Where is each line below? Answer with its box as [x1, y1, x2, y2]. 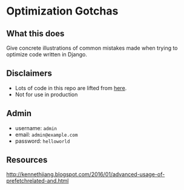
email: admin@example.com [15, 131, 78, 138]
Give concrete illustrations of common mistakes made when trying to [6, 44, 178, 51]
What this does [6, 28, 65, 39]
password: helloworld [15, 137, 70, 145]
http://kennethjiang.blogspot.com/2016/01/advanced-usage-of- [6, 171, 165, 178]
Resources [6, 155, 48, 165]
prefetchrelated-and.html [6, 177, 69, 185]
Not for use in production [15, 91, 78, 98]
